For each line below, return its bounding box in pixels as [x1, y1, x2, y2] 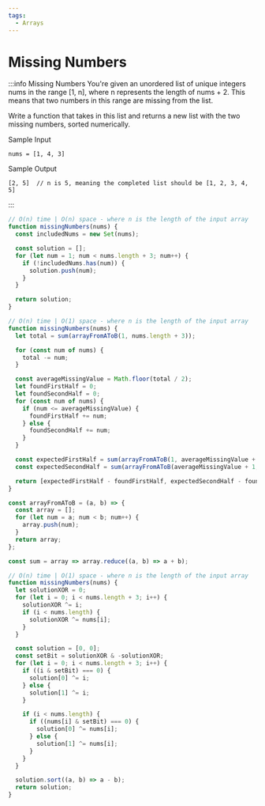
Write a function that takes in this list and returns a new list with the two [8, 112, 241, 121]
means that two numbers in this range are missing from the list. [8, 96, 214, 105]
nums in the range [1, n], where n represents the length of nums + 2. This [8, 88, 246, 97]
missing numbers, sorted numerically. [8, 119, 131, 129]
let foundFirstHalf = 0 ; [15, 383, 97, 391]
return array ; [15, 535, 62, 543]
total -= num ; [22, 354, 69, 361]
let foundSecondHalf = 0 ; [15, 390, 101, 398]
